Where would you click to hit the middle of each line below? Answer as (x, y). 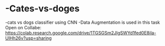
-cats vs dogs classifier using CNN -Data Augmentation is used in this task (82, 22)
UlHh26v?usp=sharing (28, 38)
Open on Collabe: (23, 27)
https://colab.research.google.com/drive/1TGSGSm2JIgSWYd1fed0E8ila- (81, 33)
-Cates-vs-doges (42, 9)
